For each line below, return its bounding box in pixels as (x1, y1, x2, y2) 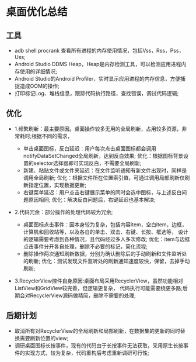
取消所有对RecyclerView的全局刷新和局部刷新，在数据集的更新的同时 (14, 327, 181, 334)
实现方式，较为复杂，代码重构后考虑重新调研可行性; (24, 349, 150, 356)
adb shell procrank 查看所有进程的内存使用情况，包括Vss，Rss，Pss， (14, 47, 184, 54)
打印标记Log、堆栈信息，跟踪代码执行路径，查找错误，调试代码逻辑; (14, 90, 179, 96)
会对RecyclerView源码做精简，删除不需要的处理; (19, 292, 136, 299)
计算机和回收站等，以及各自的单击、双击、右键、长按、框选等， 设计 (23, 228, 188, 235)
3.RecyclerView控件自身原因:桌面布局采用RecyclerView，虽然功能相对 (14, 277, 184, 284)
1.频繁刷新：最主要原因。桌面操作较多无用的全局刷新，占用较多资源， (14, 125, 182, 132)
